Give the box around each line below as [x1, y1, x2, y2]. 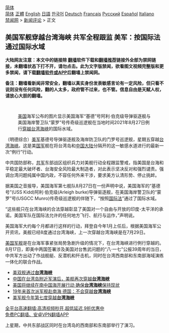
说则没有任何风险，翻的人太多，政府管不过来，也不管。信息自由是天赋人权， [5, 86, 164, 92]
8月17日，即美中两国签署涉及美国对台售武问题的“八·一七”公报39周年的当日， [5, 246, 164, 252]
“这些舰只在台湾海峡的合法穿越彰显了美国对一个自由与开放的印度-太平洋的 [5, 206, 159, 212]
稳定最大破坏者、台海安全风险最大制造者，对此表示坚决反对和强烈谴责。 [9, 166, 159, 172]
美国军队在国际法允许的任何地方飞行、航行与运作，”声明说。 [14, 212, 137, 218]
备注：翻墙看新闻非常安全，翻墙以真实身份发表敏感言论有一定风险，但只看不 [5, 80, 164, 86]
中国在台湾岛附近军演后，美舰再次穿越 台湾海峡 [12, 275, 110, 282]
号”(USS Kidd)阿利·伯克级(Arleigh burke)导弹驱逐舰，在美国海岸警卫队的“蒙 [5, 189, 162, 195]
